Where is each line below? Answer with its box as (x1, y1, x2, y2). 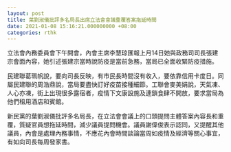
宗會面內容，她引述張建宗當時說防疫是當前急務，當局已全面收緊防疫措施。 (7, 58, 218, 66)
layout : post (7, 10, 45, 17)
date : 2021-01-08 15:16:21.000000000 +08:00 (7, 23, 137, 29)
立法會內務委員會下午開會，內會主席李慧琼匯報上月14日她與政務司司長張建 (7, 49, 219, 57)
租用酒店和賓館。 (19, 97, 67, 106)
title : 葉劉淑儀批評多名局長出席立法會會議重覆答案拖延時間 (7, 16, 157, 23)
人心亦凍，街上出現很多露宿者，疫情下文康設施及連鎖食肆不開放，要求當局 (7, 89, 218, 97)
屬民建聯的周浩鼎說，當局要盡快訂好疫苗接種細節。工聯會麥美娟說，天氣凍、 (7, 80, 224, 89)
